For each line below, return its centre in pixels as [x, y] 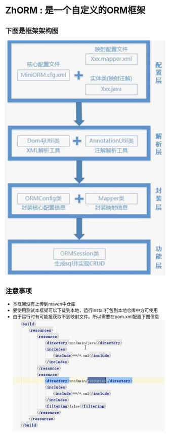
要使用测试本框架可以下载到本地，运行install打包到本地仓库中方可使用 [85, 310]
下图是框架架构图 [32, 31]
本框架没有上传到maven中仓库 [44, 304]
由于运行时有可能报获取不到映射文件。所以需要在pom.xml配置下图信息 [86, 316]
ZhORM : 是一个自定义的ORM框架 [75, 10]
